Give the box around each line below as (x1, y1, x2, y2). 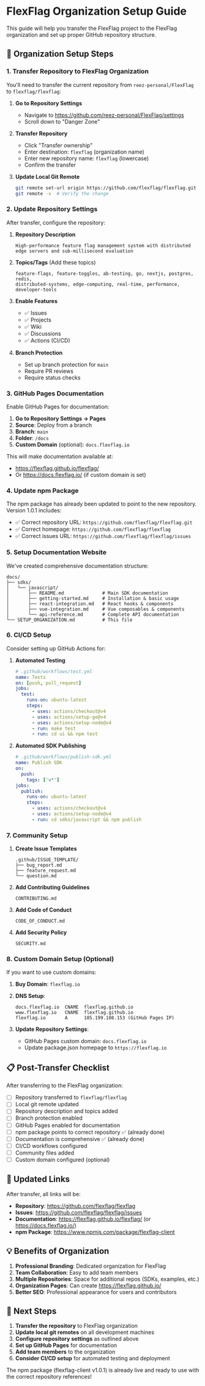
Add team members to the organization (15, 1348, 116, 1355)
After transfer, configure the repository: (6, 219, 106, 226)
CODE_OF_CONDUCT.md (15, 918, 65, 924)
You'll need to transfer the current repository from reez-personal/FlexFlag (6, 81, 194, 88)
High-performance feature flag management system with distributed (15, 242, 191, 249)
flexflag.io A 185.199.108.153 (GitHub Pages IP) (15, 1015, 175, 1021)
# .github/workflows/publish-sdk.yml (15, 754, 112, 760)
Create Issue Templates (15, 845, 78, 852)
